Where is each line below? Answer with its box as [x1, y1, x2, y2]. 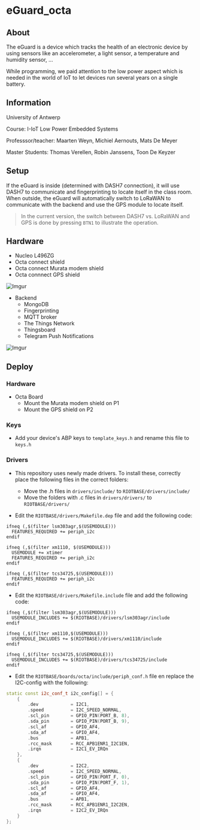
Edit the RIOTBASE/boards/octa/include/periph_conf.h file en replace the [14, 672, 194, 680]
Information [6, 98, 51, 108]
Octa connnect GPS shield [14, 271, 80, 279]
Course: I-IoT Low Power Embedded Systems [6, 125, 119, 132]
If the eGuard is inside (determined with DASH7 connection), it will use [6, 182, 180, 189]
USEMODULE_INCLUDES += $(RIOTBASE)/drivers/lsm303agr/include [11, 615, 170, 621]
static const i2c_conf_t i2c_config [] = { [6, 690, 114, 696]
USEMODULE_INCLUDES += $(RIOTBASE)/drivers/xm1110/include [11, 636, 162, 642]
